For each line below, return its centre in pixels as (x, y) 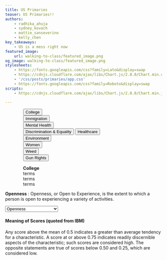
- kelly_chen (28, 38)
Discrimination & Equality (48, 132)
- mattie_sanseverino (36, 33)
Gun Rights (36, 158)
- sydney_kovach (31, 28)
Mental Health (38, 125)
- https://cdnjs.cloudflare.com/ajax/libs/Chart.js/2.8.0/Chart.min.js (90, 93)
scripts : (14, 88)
